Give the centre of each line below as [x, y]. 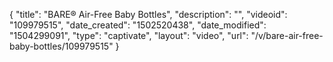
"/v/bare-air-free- [287, 35]
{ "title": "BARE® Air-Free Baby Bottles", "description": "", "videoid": [148, 14]
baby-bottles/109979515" [61, 46]
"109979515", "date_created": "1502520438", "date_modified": [138, 25]
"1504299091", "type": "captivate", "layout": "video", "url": [129, 35]
